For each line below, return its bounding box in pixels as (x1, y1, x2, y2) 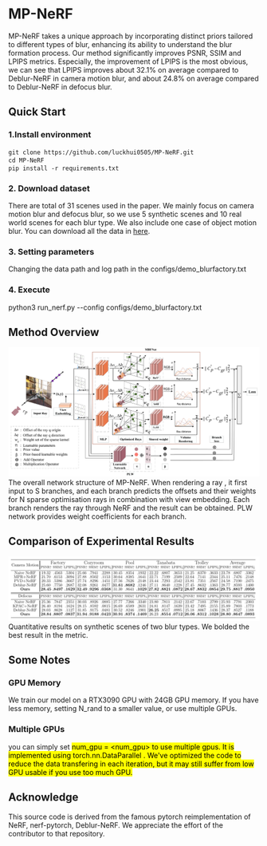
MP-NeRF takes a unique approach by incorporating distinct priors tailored (8, 31, 253, 41)
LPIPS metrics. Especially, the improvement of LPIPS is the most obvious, (8, 57, 249, 66)
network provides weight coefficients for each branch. (8, 512, 187, 521)
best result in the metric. (8, 630, 89, 639)
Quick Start (8, 105, 66, 119)
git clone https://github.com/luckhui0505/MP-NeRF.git (8, 148, 194, 156)
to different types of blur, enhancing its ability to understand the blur (8, 39, 233, 49)
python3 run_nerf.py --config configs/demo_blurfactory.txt (8, 302, 202, 312)
